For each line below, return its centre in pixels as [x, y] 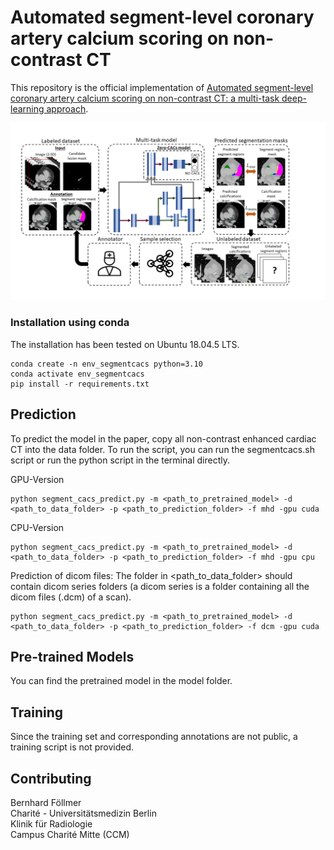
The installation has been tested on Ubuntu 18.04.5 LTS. [125, 344]
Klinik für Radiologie [51, 823]
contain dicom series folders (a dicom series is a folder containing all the [160, 586]
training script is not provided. [72, 747]
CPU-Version [37, 527]
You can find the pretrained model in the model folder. [121, 681]
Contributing [51, 778]
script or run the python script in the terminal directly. [120, 460]
